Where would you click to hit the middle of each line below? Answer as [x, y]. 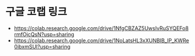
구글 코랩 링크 [36, 12]
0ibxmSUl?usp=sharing [42, 46]
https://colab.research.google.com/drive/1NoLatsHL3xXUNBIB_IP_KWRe [102, 40]
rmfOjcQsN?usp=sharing [44, 34]
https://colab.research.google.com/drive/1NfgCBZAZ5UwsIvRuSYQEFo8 [101, 28]
